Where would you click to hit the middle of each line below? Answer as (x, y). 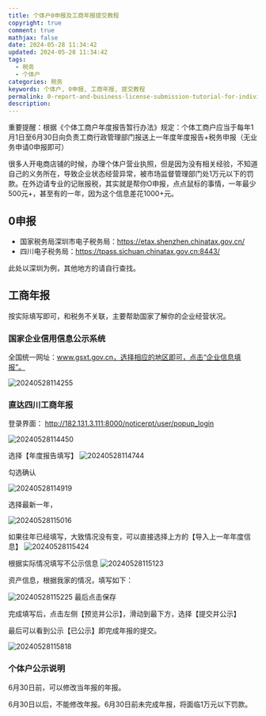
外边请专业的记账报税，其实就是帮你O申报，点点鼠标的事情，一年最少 (142, 184)
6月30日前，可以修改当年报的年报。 (67, 687)
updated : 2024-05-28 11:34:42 (58, 52)
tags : (17, 60)
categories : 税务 (36, 81)
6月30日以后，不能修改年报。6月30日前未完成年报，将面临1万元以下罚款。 (130, 704)
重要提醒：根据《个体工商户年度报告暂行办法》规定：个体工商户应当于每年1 (131, 127)
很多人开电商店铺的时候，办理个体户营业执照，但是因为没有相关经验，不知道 (133, 164)
